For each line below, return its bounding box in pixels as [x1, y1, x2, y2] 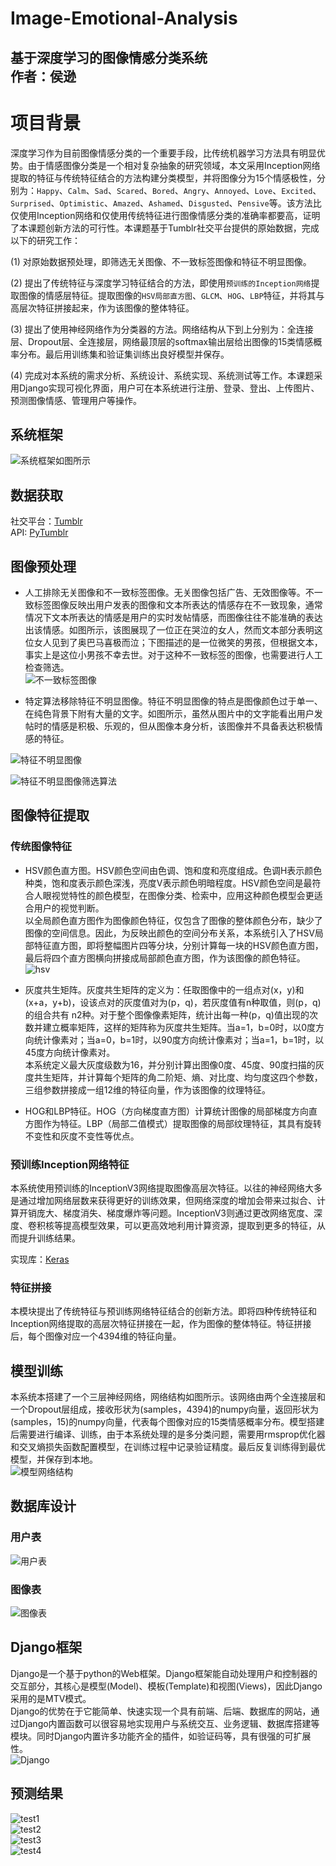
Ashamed [148, 198, 181, 209]
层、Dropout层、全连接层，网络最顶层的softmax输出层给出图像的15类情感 [10, 335, 314, 347]
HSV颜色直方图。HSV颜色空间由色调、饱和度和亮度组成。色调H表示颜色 [24, 864, 323, 876]
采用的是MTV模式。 [10, 1692, 92, 1704]
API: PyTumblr [10, 527, 69, 539]
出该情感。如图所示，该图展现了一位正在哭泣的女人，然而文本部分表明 [24, 623, 315, 636]
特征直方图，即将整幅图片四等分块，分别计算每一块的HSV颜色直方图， [33, 939, 324, 951]
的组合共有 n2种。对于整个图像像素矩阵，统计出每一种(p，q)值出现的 [24, 1008, 310, 1021]
